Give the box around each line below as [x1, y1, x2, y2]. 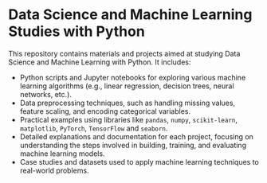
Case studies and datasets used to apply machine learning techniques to [19, 157, 259, 166]
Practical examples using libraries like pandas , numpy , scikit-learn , [19, 115, 238, 124]
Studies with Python [8, 22, 145, 41]
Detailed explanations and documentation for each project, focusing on [19, 131, 253, 141]
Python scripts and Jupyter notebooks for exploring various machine [19, 72, 246, 82]
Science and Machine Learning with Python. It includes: [8, 57, 191, 67]
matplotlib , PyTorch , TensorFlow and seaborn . [19, 123, 168, 133]
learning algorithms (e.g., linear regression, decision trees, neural [19, 81, 234, 91]
